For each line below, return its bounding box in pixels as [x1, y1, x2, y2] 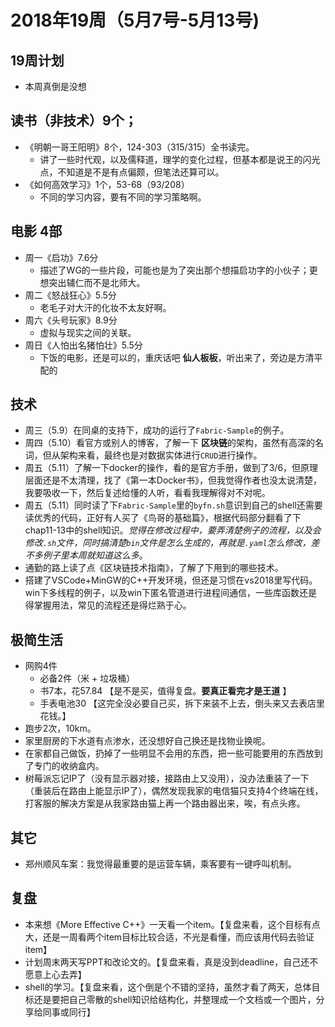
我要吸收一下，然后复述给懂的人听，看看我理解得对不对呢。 [24, 487, 271, 499]
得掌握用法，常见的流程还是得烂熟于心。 [24, 599, 192, 611]
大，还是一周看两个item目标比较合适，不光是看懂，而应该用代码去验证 [24, 931, 315, 943]
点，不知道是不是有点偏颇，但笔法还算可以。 [39, 166, 225, 178]
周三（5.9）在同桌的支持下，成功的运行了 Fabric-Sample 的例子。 [24, 424, 290, 436]
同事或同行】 [42, 1006, 96, 1018]
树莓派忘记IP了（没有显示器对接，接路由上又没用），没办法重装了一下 [24, 772, 310, 785]
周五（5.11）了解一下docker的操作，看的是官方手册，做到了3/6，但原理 [24, 462, 319, 474]
